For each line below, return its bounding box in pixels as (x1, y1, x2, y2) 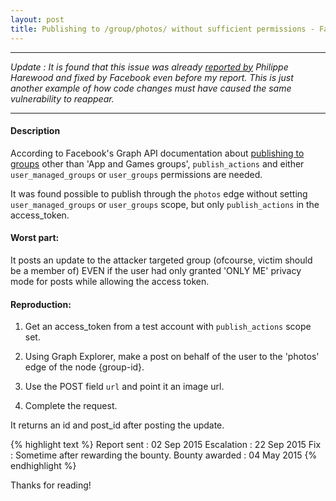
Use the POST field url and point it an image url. (24, 381, 225, 393)
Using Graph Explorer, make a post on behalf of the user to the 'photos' (24, 351, 320, 363)
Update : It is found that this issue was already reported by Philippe (10, 61, 289, 73)
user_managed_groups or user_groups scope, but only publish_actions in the (10, 198, 320, 210)
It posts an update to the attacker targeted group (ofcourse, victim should (10, 254, 313, 266)
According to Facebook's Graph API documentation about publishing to (10, 147, 305, 159)
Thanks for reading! (10, 479, 92, 491)
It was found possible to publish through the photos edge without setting (10, 187, 308, 200)
